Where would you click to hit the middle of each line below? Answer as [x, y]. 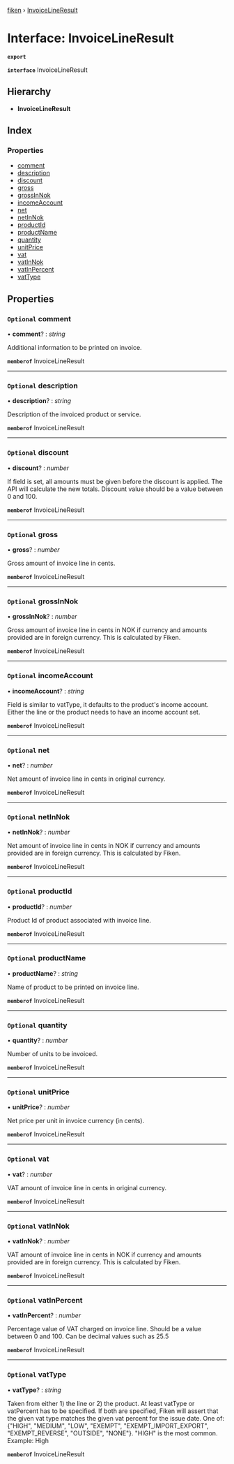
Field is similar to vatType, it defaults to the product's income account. [108, 704]
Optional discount [38, 453]
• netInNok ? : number [39, 832]
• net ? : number [30, 765]
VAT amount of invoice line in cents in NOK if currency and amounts [104, 1254]
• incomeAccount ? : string [46, 691]
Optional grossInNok [43, 601]
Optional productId [40, 891]
